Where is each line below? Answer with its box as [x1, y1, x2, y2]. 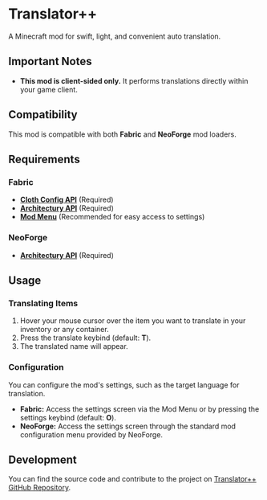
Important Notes [8, 55, 92, 68]
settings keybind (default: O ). [19, 412, 116, 422]
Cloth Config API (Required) [19, 195, 114, 205]
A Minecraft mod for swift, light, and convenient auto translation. [8, 31, 221, 41]
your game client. [19, 84, 78, 94]
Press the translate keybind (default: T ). [19, 333, 152, 342]
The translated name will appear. [19, 342, 128, 351]
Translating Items [8, 297, 79, 309]
